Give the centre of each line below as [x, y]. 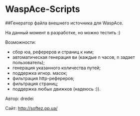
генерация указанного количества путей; [57, 68]
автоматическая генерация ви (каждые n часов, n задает [74, 57]
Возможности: [21, 42]
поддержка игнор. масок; [40, 73]
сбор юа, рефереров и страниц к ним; [53, 52]
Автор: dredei [19, 99]
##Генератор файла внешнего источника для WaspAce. [64, 23]
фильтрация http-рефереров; [43, 78]
